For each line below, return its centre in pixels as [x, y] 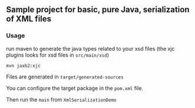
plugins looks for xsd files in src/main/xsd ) [57, 55]
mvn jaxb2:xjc [24, 66]
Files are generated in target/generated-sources [65, 77]
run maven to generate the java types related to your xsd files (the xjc [90, 48]
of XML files [29, 19]
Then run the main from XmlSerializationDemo [61, 99]
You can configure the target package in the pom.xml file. [75, 88]
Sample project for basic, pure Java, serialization [98, 10]
